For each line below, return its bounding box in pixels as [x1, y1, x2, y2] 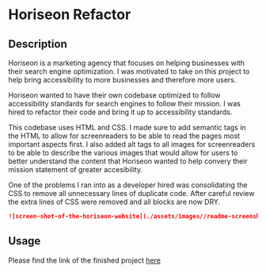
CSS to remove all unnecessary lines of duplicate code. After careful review [8, 189, 255, 198]
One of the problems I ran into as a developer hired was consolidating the [8, 180, 248, 190]
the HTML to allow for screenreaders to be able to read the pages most [8, 131, 240, 140]
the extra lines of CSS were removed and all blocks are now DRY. [8, 197, 221, 206]
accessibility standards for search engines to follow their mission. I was [8, 99, 241, 108]
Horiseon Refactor [8, 6, 131, 24]
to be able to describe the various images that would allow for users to [8, 148, 238, 157]
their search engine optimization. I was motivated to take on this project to [8, 67, 250, 76]
